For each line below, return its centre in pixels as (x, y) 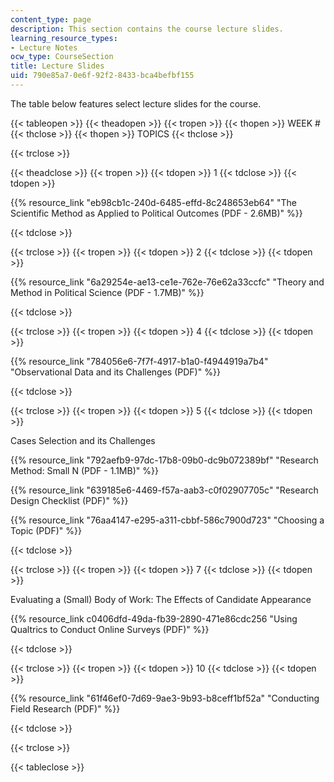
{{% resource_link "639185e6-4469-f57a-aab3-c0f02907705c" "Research (164, 490)
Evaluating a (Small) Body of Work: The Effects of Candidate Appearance (161, 599)
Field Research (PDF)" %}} (65, 708)
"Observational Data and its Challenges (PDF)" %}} (115, 372)
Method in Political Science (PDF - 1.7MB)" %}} (107, 292)
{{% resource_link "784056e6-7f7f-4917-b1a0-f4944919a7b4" (139, 361)
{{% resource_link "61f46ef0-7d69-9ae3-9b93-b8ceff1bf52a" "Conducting (165, 698)
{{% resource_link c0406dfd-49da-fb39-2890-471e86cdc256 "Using (154, 618)
